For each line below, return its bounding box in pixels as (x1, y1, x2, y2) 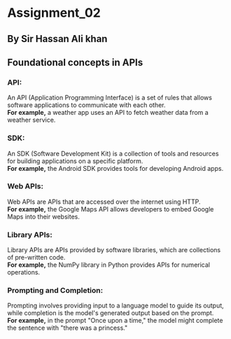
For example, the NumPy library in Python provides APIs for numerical (7, 261, 210, 269)
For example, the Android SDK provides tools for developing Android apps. (7, 164, 224, 172)
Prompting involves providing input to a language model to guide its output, (7, 301, 224, 310)
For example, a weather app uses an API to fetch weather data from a (7, 109, 209, 117)
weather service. (7, 116, 56, 124)
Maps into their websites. (7, 212, 80, 221)
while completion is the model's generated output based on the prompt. (7, 309, 214, 317)
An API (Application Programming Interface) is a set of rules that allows (7, 93, 212, 102)
